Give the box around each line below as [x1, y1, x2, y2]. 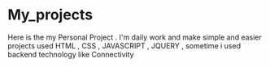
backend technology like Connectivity [7, 49, 135, 59]
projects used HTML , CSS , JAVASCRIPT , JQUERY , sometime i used [7, 40, 242, 50]
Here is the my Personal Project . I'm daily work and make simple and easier [7, 32, 262, 42]
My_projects [7, 6, 94, 24]
